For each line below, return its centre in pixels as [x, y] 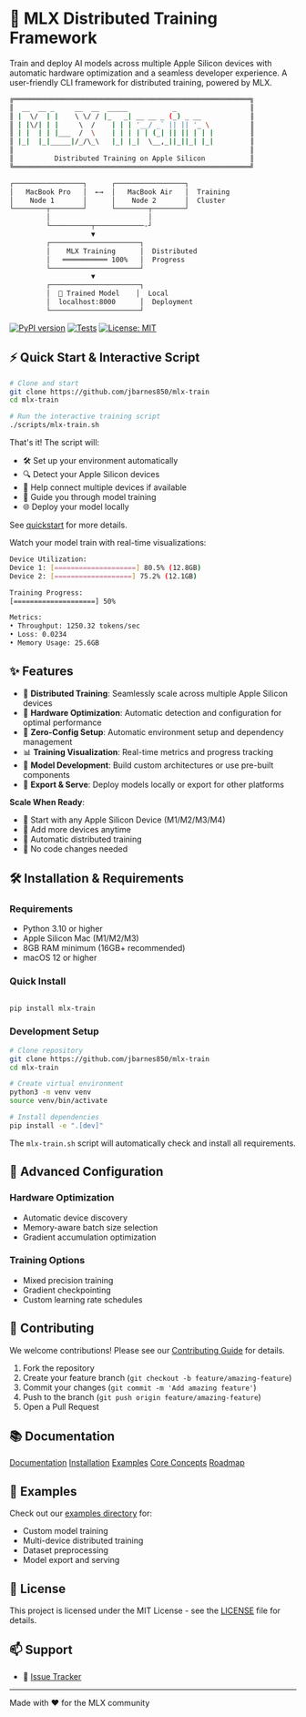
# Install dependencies [55, 1118]
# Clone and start [44, 383]
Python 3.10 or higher [62, 929]
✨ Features [41, 672]
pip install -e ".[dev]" [56, 1125]
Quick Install [38, 981]
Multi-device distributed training [83, 1541]
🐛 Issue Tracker [52, 1676]
